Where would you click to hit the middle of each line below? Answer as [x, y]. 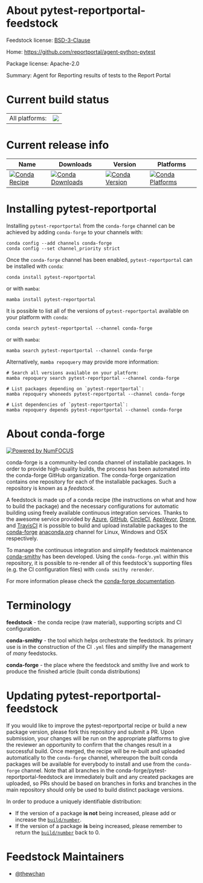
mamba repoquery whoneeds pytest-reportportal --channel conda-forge [96, 394]
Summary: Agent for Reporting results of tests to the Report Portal [89, 75]
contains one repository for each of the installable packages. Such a [91, 481]
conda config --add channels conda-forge [59, 243]
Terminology [39, 605]
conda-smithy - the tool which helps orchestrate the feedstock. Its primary [100, 640]
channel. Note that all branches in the [68, 770]
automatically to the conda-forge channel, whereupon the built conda [92, 757]
